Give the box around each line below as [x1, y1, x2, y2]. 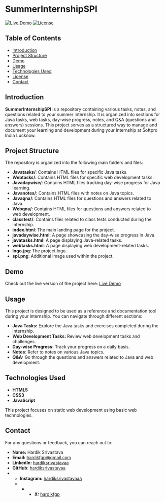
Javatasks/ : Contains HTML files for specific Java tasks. [12, 169, 128, 175]
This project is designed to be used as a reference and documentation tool [5, 308, 157, 314]
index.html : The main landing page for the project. [12, 227, 115, 233]
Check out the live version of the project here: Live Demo [5, 280, 121, 287]
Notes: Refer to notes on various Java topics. [12, 349, 104, 355]
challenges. [12, 339, 36, 344]
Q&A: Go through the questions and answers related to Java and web [12, 354, 154, 360]
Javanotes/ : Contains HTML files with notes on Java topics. [12, 190, 134, 196]
